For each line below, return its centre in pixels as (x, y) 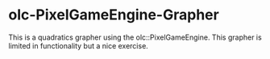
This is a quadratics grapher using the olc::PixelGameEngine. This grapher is (135, 37)
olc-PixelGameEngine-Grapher (114, 15)
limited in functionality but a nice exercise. (79, 45)
